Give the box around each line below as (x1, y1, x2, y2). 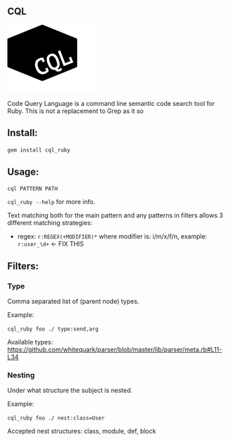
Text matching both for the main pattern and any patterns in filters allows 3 (7, 211, 223, 220)
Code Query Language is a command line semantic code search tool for (7, 99, 215, 107)
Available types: (7, 338, 53, 346)
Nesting (7, 370, 35, 380)
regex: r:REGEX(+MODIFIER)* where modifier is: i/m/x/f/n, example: (17, 232, 208, 241)
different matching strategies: (7, 219, 93, 227)
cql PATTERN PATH (7, 185, 58, 192)
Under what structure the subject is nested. (7, 386, 133, 395)
